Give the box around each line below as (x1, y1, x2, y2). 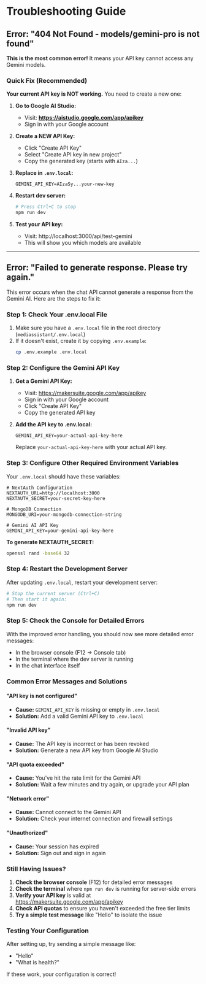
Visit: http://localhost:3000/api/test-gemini (24, 233, 132, 240)
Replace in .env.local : (15, 169, 74, 177)
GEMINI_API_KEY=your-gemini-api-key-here (6, 528, 114, 534)
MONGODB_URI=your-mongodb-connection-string (6, 511, 122, 518)
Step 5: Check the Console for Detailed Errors (6, 617, 145, 625)
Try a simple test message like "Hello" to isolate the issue (15, 911, 162, 918)
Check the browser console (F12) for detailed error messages (15, 878, 173, 886)
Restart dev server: (15, 192, 66, 199)
